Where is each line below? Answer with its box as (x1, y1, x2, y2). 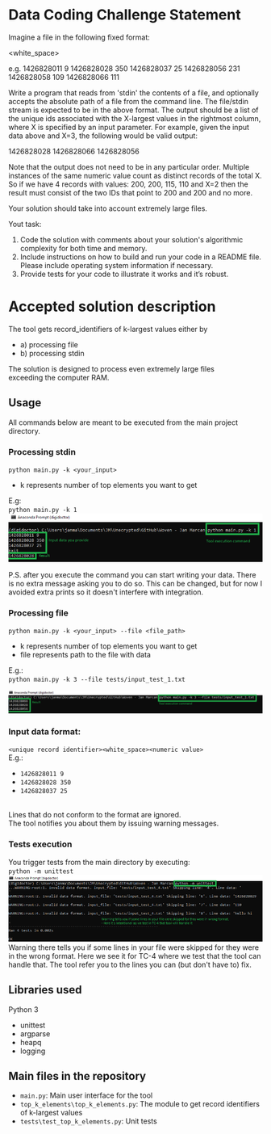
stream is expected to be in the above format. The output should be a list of (8, 105, 260, 115)
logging (19, 1046, 46, 1056)
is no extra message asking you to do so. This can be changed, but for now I (8, 578, 263, 588)
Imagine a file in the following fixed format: (8, 32, 151, 42)
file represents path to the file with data (19, 649, 152, 659)
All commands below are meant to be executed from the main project (8, 418, 239, 427)
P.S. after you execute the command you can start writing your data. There (8, 569, 256, 579)
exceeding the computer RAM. (8, 372, 110, 382)
